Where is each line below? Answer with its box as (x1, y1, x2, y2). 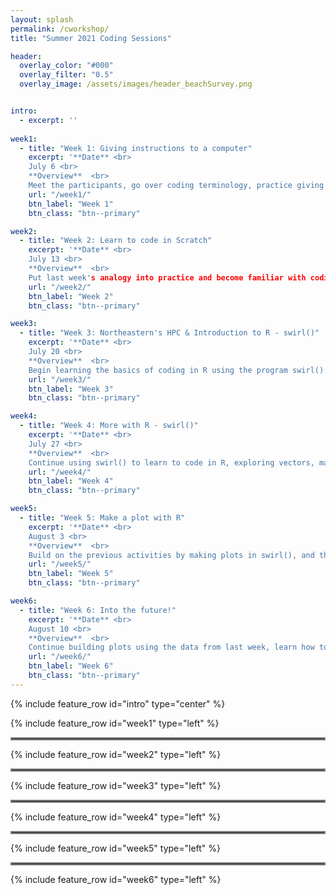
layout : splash (10, 14, 74, 25)
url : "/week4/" (28, 467, 92, 477)
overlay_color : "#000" (19, 61, 114, 71)
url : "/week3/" (28, 374, 92, 385)
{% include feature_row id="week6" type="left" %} (10, 873, 222, 885)
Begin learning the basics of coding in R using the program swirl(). (28, 365, 329, 375)
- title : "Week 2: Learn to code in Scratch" (19, 236, 213, 246)
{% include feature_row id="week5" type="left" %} (10, 842, 222, 854)
